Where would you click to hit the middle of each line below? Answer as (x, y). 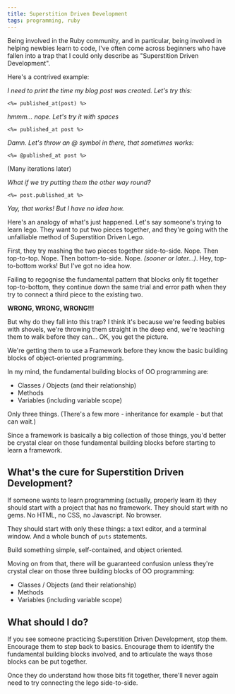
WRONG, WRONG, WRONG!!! (51, 308)
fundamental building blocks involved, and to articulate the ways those (110, 654)
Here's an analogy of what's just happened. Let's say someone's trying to (114, 222)
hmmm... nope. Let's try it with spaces (63, 116)
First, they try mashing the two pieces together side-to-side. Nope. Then (113, 251)
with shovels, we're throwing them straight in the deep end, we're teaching (116, 329)
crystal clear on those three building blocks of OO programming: (101, 571)
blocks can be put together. (47, 662)
